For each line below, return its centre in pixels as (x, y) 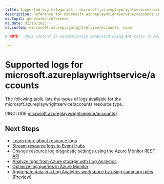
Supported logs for (44, 65)
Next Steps (22, 129)
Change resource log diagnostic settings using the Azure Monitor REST (84, 151)
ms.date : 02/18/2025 (26, 23)
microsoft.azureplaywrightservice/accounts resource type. (64, 104)
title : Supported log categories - (41, 9)
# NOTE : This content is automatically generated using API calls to (78, 37)
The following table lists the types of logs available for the (63, 99)
